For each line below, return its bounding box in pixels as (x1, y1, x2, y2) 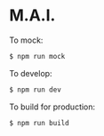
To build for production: (9, 101, 96, 112)
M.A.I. (9, 5, 56, 26)
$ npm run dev (9, 85, 62, 94)
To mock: (9, 35, 44, 45)
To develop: (9, 68, 52, 78)
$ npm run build (9, 118, 69, 127)
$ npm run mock (9, 52, 66, 60)
